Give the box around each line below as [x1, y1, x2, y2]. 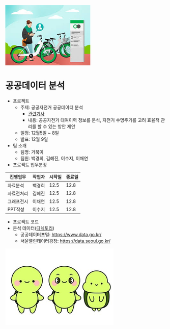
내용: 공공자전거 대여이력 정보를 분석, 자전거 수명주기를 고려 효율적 [27, 117, 160, 123]
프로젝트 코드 [12, 218, 39, 224]
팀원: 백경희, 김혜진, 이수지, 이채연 [20, 155, 88, 161]
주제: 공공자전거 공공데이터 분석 [20, 104, 83, 110]
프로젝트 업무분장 [12, 161, 47, 168]
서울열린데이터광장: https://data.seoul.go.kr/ [20, 238, 111, 244]
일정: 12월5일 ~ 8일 [20, 130, 60, 136]
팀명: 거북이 [20, 148, 44, 155]
